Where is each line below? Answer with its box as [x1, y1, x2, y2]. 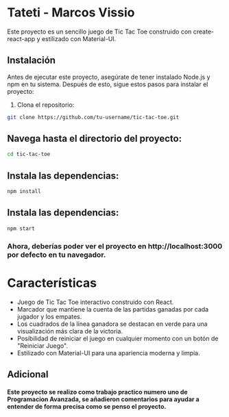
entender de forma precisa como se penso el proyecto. [7, 402, 167, 410]
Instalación [7, 55, 56, 66]
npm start [7, 225, 36, 232]
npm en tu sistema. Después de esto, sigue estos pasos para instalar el [7, 80, 208, 88]
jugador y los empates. [16, 312, 82, 320]
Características [7, 275, 97, 290]
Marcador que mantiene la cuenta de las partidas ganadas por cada [16, 305, 209, 313]
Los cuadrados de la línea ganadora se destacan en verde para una [16, 320, 208, 328]
